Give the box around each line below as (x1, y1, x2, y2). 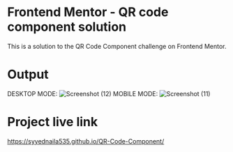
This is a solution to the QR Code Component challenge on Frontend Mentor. (7, 42, 227, 50)
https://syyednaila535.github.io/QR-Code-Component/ (7, 137, 165, 145)
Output (7, 67, 49, 82)
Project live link (7, 114, 98, 130)
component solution (7, 19, 127, 35)
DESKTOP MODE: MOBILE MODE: (7, 89, 158, 98)
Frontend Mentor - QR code (7, 4, 169, 20)
